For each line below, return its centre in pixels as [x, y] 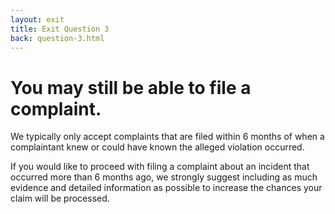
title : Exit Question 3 [60, 29]
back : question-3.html [57, 38]
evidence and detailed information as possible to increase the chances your [166, 188]
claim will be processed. [60, 198]
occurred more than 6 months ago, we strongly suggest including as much [164, 177]
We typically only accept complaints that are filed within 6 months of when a [167, 137]
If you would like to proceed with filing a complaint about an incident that [160, 167]
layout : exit [37, 19]
